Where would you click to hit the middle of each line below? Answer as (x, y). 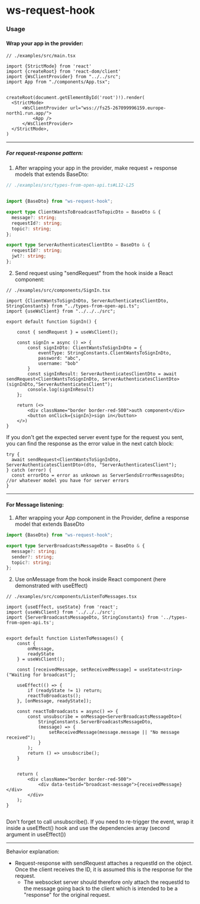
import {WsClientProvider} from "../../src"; (63, 77)
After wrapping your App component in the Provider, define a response (102, 518)
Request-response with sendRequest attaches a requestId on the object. (104, 863)
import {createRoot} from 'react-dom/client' (63, 72)
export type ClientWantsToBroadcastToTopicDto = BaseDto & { (84, 212)
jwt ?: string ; (29, 256)
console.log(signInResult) (61, 389)
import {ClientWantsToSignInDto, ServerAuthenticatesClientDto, (87, 301)
